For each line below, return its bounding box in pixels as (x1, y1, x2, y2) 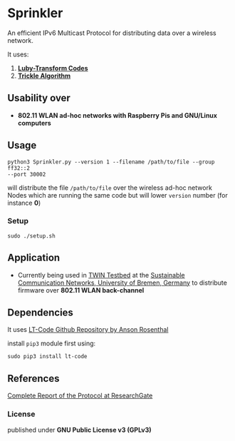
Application (7, 252, 61, 264)
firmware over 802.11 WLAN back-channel (17, 285, 145, 294)
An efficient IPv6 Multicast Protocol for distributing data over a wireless (7, 29, 216, 37)
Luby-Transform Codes (17, 64, 88, 72)
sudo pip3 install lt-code (7, 353, 88, 360)
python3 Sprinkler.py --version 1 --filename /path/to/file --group (7, 158, 215, 166)
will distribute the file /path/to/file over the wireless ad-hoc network (7, 183, 212, 192)
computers (17, 118, 51, 127)
